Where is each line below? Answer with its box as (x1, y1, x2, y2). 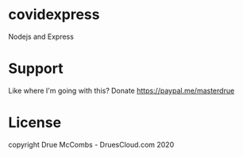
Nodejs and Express (8, 32, 74, 41)
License (8, 113, 62, 132)
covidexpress (8, 6, 100, 24)
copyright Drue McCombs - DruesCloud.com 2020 (8, 140, 175, 149)
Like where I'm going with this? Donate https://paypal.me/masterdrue (8, 86, 235, 95)
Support (8, 59, 64, 78)
